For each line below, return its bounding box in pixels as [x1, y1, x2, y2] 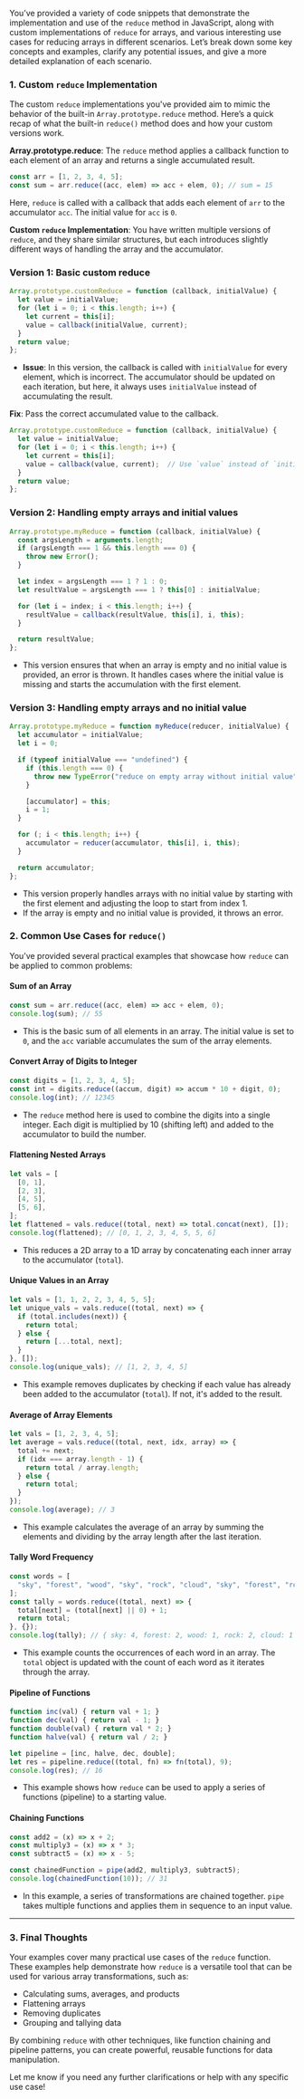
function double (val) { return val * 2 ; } [9, 1724, 172, 1733]
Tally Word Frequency [9, 1552, 94, 1563]
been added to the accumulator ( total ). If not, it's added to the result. [22, 1388, 283, 1399]
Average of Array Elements [9, 1409, 113, 1420]
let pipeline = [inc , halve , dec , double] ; [9, 1749, 176, 1758]
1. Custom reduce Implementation [9, 78, 158, 91]
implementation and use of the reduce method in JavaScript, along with [9, 17, 274, 28]
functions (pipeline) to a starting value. [22, 1792, 167, 1803]
